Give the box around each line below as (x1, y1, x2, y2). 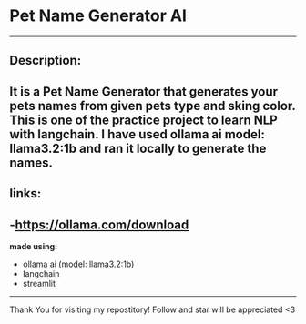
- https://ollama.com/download (9, 217, 189, 232)
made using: (9, 240, 57, 251)
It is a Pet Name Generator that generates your (9, 84, 279, 99)
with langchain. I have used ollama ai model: (9, 127, 266, 142)
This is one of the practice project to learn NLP (9, 112, 278, 127)
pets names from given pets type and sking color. (9, 97, 296, 114)
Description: (9, 53, 82, 68)
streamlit (22, 278, 56, 289)
